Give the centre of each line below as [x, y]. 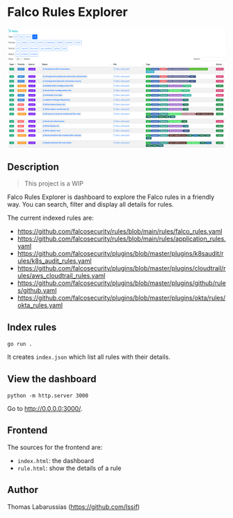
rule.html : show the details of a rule [69, 468]
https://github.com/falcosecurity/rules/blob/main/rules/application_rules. [121, 239]
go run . [20, 344]
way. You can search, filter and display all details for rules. [90, 204]
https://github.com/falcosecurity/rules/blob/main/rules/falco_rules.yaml [120, 232]
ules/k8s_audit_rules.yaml [54, 261]
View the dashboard [52, 379]
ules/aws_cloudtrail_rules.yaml [61, 276]
